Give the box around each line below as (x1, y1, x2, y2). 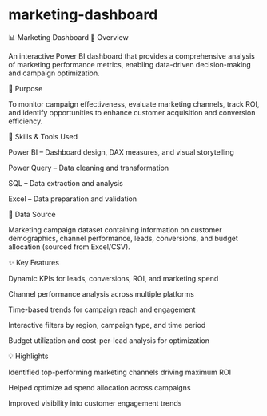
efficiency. (8, 116, 43, 126)
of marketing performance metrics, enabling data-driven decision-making (8, 59, 252, 69)
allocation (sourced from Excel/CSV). (8, 242, 130, 252)
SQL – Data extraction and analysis (8, 178, 124, 188)
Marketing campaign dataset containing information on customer (8, 224, 222, 234)
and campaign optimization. (8, 68, 100, 78)
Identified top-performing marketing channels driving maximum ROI (8, 367, 232, 377)
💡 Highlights (8, 351, 49, 361)
